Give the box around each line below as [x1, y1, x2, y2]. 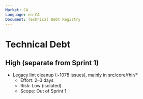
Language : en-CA [5, 12, 40, 17]
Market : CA [5, 7, 28, 13]
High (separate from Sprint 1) [5, 59, 99, 67]
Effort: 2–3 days [20, 77, 54, 83]
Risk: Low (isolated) [20, 83, 62, 89]
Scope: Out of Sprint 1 [20, 88, 67, 94]
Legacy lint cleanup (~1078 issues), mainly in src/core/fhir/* [12, 72, 138, 78]
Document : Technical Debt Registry [5, 17, 81, 22]
